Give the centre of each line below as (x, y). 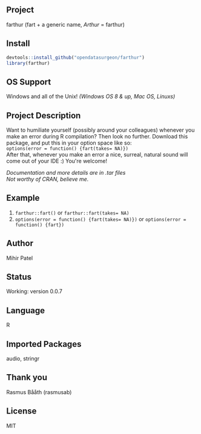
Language (26, 310)
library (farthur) (28, 63)
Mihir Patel (20, 258)
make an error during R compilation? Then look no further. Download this (97, 136)
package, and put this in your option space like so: (69, 143)
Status (19, 277)
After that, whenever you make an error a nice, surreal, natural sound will (97, 154)
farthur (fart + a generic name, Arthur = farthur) (66, 24)
